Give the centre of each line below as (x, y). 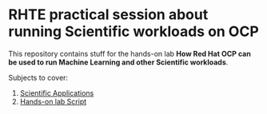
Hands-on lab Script (53, 101)
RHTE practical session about (108, 15)
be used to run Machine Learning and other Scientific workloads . (118, 62)
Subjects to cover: (38, 77)
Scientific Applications (57, 92)
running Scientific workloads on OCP (134, 31)
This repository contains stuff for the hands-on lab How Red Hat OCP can (130, 53)
